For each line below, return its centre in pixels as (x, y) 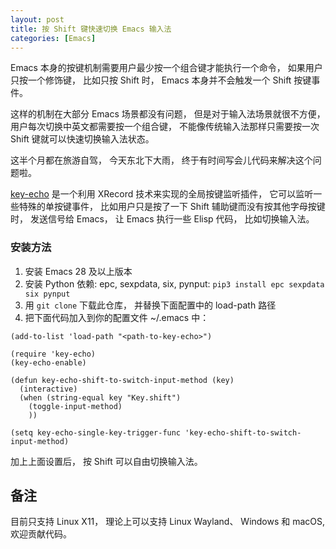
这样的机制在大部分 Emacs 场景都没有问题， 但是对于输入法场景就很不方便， (168, 114)
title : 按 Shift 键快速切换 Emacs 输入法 (91, 29)
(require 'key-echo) (53, 354)
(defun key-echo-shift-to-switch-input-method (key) (122, 380)
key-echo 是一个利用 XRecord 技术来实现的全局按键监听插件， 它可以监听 (162, 194)
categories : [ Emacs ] (53, 38)
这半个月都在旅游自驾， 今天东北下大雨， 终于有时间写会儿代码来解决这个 (161, 160)
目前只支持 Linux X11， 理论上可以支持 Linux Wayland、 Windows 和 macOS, (168, 522)
